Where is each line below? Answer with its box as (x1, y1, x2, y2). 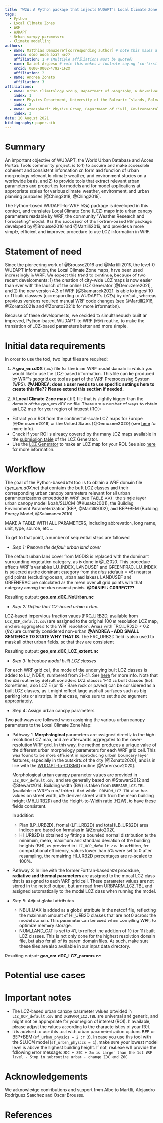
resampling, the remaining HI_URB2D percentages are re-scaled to (19, 853, 153, 859)
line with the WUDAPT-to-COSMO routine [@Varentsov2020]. (12, 763, 136, 769)
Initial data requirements (5, 340, 106, 351)
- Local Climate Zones (9, 20, 55, 26)
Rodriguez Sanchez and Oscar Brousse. (5, 1092, 85, 1098)
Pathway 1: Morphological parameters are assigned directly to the (12, 732, 145, 737)
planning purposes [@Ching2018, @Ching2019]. (5, 193, 101, 200)
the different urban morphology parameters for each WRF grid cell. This (12, 747, 156, 753)
